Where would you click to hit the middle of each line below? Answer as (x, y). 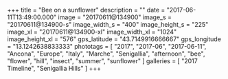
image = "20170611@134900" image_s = (115, 17)
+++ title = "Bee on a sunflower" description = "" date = (86, 10)
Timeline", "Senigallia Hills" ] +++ (54, 68)
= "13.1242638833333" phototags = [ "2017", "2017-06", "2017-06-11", (107, 46)
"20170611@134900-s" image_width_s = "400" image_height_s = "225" (108, 24)
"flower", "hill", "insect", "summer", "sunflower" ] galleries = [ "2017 (102, 61)
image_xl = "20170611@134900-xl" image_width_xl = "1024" (92, 32)
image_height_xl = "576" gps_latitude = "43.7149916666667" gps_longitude (114, 39)
